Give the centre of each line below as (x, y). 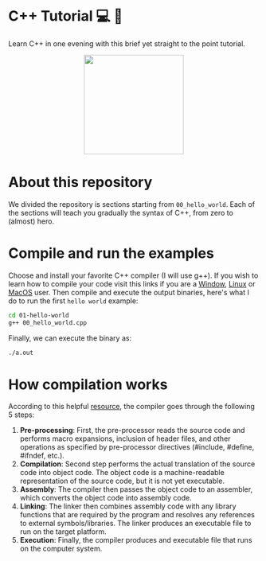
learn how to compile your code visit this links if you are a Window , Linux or (132, 283)
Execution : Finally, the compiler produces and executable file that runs (136, 540)
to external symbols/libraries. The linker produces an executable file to (135, 524)
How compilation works (88, 384)
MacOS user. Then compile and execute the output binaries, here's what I (129, 292)
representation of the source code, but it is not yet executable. (122, 481)
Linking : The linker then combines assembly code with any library (128, 506)
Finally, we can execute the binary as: (70, 338)
